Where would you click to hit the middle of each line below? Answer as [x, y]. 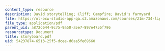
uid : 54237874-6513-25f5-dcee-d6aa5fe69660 [50, 41]
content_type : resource [29, 9]
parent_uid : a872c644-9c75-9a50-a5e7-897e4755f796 [58, 28]
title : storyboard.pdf [28, 37]
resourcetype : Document [29, 32]
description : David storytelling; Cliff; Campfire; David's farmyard [78, 14]
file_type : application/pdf [34, 23]
